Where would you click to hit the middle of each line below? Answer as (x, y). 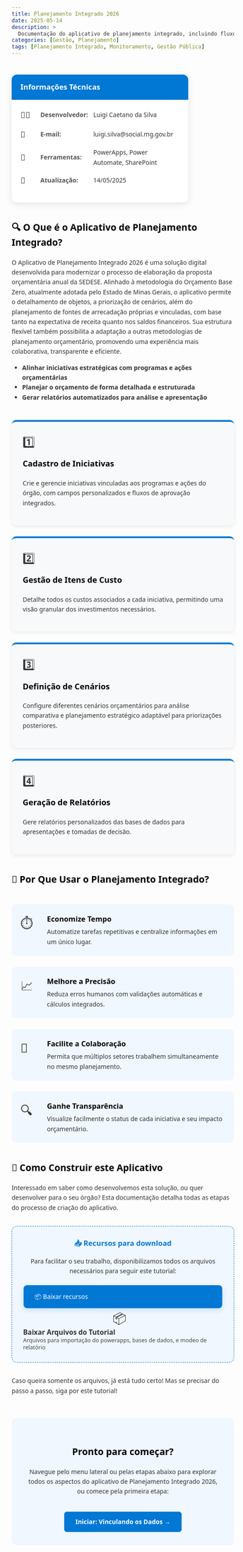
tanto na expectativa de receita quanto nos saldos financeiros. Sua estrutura (122, 321)
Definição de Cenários (66, 686)
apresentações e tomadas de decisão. (77, 832)
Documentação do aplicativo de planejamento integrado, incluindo (118, 34)
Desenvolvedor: (65, 115)
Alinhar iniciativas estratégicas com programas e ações (107, 367)
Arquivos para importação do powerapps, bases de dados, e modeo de (115, 1340)
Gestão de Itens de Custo (72, 580)
